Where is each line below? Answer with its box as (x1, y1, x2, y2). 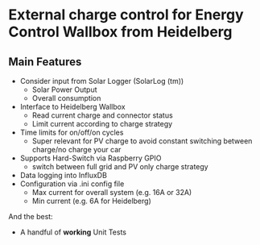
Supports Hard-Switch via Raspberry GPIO (19, 153, 162, 163)
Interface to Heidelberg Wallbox (19, 102, 126, 111)
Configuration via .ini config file (19, 179, 125, 189)
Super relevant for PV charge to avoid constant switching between (31, 136, 253, 146)
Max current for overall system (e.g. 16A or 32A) (31, 188, 192, 197)
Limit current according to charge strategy (31, 119, 173, 128)
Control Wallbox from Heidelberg (8, 23, 233, 41)
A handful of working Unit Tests (19, 227, 127, 237)
